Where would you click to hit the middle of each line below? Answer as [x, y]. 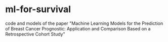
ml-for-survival [38, 9]
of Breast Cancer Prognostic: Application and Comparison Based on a [78, 28]
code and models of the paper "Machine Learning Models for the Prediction [84, 23]
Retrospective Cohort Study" [35, 34]
